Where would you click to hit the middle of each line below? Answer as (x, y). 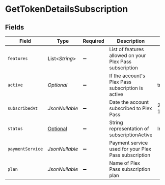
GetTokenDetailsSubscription (67, 9)
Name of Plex (125, 163)
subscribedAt (23, 108)
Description (131, 41)
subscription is (126, 88)
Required (94, 41)
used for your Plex (130, 149)
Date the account (129, 102)
